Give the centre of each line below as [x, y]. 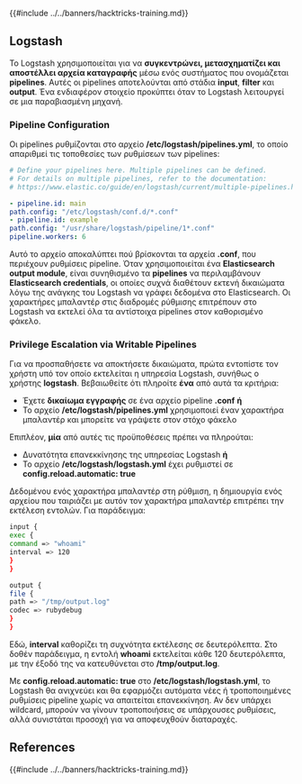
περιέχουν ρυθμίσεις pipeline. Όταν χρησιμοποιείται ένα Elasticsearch [142, 264]
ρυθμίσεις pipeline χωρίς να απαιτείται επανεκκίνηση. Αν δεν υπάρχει [140, 700]
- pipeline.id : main [48, 203]
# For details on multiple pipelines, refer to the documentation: [138, 178]
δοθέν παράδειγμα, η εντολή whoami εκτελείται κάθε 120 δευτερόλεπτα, [147, 653]
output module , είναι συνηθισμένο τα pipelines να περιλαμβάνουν [135, 273]
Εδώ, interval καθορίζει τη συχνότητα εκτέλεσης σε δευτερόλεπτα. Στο [144, 644]
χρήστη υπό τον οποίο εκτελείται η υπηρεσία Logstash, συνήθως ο [134, 374]
